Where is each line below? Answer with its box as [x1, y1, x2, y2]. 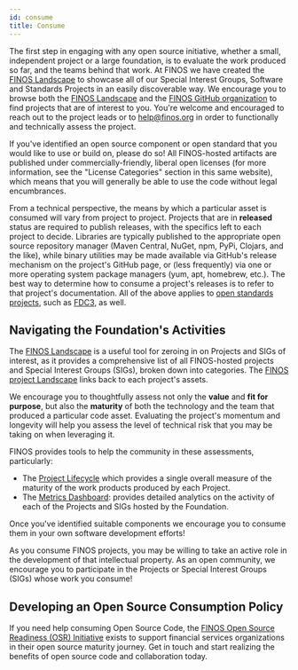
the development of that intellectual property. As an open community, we [9, 555, 276, 565]
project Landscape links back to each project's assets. [9, 374, 208, 385]
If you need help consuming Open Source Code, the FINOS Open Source [9, 623, 275, 634]
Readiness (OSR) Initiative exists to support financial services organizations [9, 632, 286, 643]
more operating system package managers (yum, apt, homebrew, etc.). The [9, 268, 286, 280]
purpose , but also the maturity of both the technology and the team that [9, 401, 275, 412]
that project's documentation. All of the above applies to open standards [9, 288, 274, 298]
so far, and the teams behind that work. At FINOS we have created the [9, 64, 265, 75]
